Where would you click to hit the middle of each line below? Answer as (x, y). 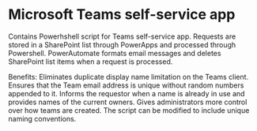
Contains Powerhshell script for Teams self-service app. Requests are (122, 36)
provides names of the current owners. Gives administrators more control (128, 102)
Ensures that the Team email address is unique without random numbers (126, 85)
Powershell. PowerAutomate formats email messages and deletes (115, 53)
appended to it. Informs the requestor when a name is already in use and (127, 93)
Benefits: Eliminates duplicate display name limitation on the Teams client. (128, 77)
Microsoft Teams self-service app (122, 15)
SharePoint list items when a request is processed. (91, 62)
